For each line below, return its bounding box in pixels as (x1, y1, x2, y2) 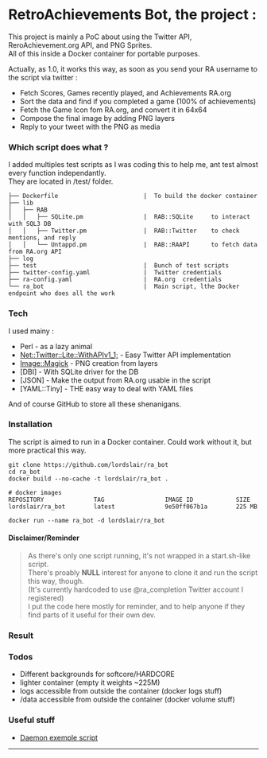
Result (8, 630, 34, 641)
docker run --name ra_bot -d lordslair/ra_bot (8, 516, 165, 524)
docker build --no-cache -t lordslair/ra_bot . (8, 475, 169, 483)
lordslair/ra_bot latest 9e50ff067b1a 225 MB (8, 503, 258, 511)
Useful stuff (8, 714, 56, 725)
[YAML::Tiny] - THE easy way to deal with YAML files (19, 383, 194, 393)
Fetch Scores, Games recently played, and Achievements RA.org (19, 87, 232, 97)
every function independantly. (8, 169, 106, 178)
